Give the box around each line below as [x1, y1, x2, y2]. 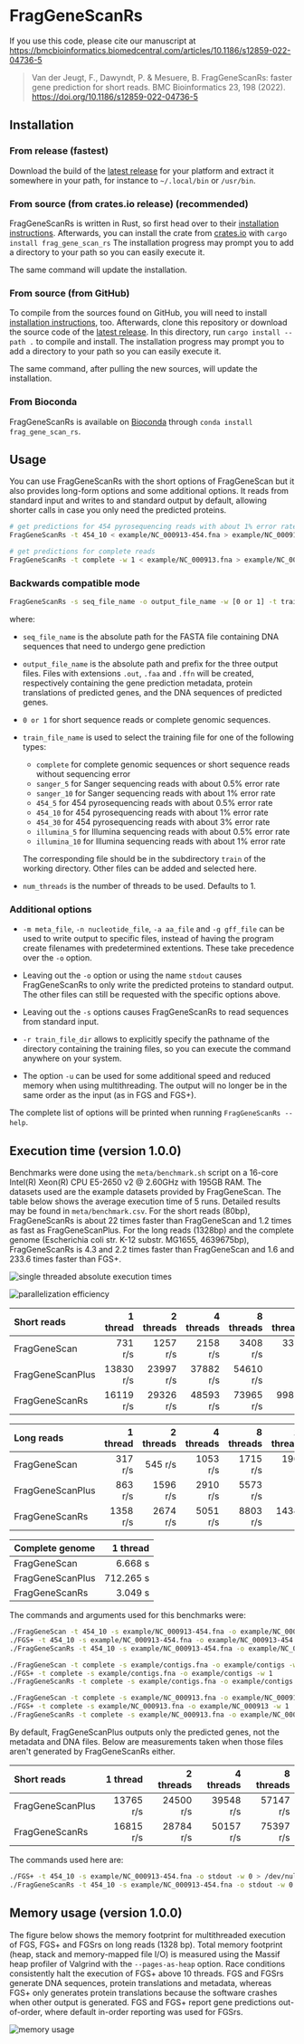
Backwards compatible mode [9, 576, 140, 589]
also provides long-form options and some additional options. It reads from [9, 486, 290, 497]
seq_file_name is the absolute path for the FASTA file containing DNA [22, 631, 280, 642]
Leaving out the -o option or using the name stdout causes [22, 970, 242, 981]
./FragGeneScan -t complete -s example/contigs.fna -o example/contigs [9, 1661, 285, 1670]
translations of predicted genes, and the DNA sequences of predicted [22, 687, 282, 697]
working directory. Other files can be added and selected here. [22, 863, 257, 874]
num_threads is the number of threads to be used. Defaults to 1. [22, 881, 256, 891]
